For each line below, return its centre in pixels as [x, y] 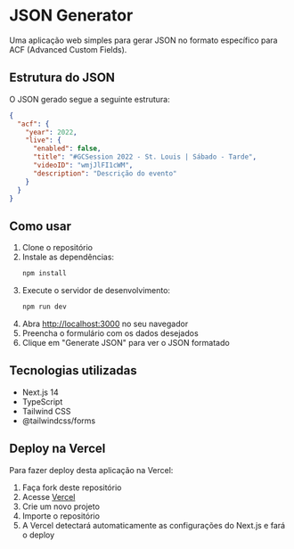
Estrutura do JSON [62, 78]
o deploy [38, 535]
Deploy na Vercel [57, 449]
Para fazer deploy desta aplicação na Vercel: [91, 470]
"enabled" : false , [67, 149]
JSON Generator [71, 16]
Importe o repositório [61, 516]
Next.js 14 [41, 392]
